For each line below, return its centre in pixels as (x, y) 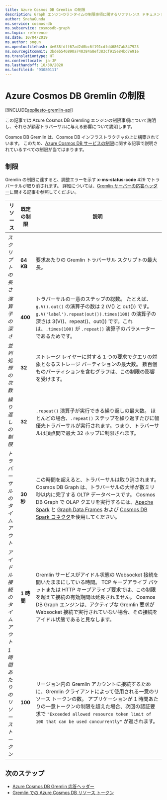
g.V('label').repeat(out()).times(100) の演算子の (96, 314)
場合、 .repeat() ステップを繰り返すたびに (105, 418)
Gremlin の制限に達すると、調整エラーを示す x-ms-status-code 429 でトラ (83, 179)
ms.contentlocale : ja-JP (31, 61)
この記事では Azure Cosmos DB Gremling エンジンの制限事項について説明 (81, 120)
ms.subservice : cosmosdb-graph (38, 28)
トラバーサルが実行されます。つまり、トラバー (100, 425)
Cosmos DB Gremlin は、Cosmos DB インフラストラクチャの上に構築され (80, 137)
